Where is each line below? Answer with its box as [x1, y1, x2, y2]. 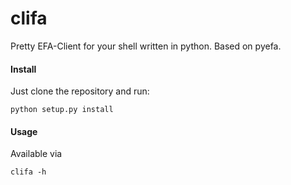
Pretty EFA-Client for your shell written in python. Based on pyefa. [10, 40, 282, 52]
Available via [10, 148, 63, 160]
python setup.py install [10, 105, 114, 115]
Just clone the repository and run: [10, 85, 150, 97]
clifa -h [10, 167, 47, 177]
